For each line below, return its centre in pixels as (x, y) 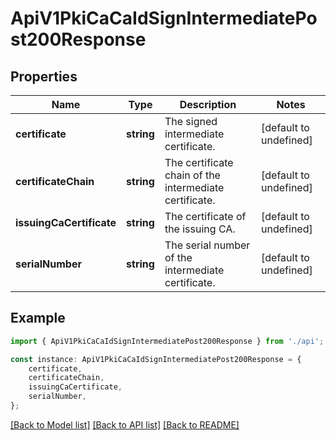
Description (208, 104)
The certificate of (205, 216)
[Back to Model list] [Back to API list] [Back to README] (125, 424)
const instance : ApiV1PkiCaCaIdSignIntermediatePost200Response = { (156, 359)
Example (38, 318)
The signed (191, 121)
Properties (44, 76)
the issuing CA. (200, 229)
